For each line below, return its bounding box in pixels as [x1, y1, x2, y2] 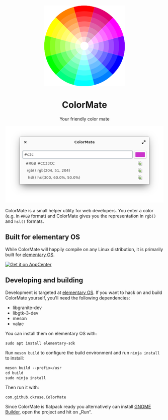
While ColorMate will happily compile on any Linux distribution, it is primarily [5, 246, 163, 252]
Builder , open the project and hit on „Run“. [5, 409, 92, 415]
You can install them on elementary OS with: [5, 330, 97, 336]
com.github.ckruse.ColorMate [5, 394, 66, 400]
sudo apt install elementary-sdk [5, 341, 75, 346]
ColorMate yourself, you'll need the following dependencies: [5, 294, 130, 301]
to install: [5, 355, 24, 361]
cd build [5, 370, 24, 376]
